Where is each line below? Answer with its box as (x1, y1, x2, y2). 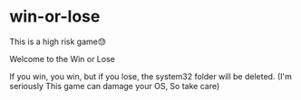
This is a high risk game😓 (9, 36, 107, 47)
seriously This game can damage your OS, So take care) (9, 80, 220, 91)
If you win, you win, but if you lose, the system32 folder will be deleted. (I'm (9, 70, 292, 82)
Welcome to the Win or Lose (9, 53, 115, 64)
